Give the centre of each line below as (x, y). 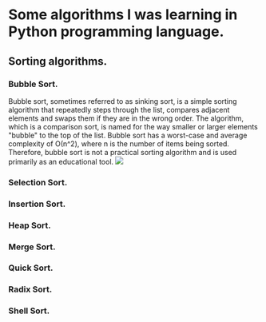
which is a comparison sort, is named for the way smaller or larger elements (133, 126)
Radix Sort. (30, 289)
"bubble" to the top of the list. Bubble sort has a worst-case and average (128, 135)
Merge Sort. (32, 247)
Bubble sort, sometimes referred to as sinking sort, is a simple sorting (123, 101)
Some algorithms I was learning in (123, 15)
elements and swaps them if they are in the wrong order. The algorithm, (126, 118)
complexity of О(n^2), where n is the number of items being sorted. (119, 143)
